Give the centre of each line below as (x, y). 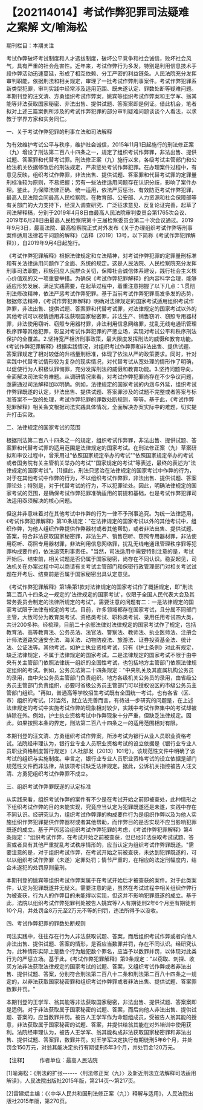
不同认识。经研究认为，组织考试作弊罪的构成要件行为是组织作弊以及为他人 (99, 814)
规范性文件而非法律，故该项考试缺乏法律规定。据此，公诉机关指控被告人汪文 (101, 766)
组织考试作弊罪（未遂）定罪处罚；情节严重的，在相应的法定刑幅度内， (104, 860)
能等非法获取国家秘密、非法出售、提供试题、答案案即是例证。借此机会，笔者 (101, 103)
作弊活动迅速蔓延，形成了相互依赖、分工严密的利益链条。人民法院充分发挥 (104, 73)
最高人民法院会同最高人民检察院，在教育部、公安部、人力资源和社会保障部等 (101, 197)
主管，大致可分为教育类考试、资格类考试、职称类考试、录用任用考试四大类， (101, 617)
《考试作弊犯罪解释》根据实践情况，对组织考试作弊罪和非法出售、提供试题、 (100, 346)
